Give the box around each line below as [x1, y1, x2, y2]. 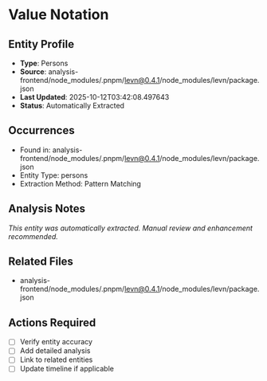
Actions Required [8, 316, 96, 329]
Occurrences [8, 124, 75, 137]
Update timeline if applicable [19, 364, 114, 374]
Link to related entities [19, 355, 93, 364]
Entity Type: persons [19, 170, 88, 180]
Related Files [8, 255, 74, 269]
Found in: [19, 145, 51, 155]
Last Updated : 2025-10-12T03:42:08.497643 [19, 92, 170, 101]
